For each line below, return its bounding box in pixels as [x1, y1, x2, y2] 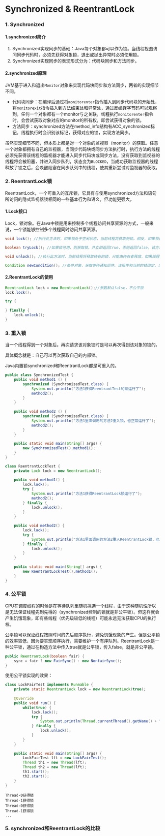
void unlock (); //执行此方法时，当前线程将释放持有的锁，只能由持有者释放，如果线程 [5, 254, 160, 259]
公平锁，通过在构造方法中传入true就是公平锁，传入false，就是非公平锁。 [9, 644, 157, 650]
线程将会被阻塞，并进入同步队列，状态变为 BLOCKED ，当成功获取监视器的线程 [5, 158, 159, 164]
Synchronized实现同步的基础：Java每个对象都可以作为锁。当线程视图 [12, 46, 153, 52]
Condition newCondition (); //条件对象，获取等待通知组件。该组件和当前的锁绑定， [5, 263, 158, 268]
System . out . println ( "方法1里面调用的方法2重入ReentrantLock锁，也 [31, 537, 160, 542]
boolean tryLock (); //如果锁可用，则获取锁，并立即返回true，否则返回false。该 [5, 245, 156, 250]
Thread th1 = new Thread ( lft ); [23, 760, 87, 765]
